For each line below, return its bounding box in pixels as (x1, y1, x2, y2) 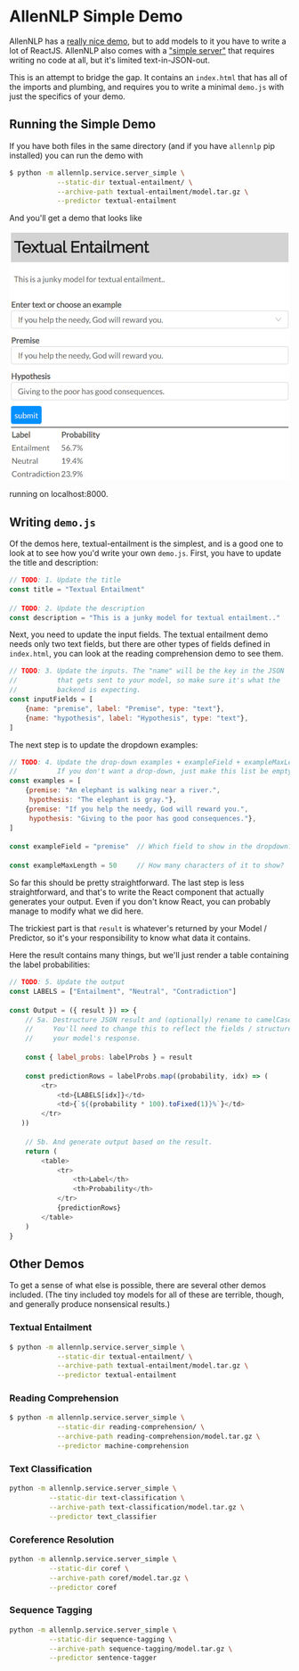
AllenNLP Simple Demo (9, 6, 183, 27)
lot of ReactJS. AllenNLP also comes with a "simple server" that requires (9, 45, 275, 55)
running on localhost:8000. (9, 489, 109, 500)
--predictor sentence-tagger (48, 1653, 158, 1663)
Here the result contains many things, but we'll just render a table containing (9, 950, 289, 961)
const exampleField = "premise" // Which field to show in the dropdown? (9, 842, 293, 851)
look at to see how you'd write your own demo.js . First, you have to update (9, 548, 282, 558)
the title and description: (9, 558, 99, 568)
